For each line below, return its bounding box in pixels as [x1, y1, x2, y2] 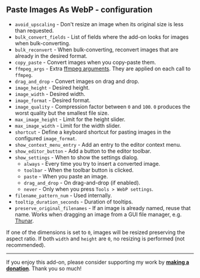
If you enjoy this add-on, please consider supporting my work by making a [6, 258, 189, 265]
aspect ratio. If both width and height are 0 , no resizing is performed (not [6, 235, 185, 242]
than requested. [14, 27, 54, 34]
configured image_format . [14, 134, 77, 142]
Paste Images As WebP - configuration [6, 5, 153, 15]
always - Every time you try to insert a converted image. [23, 160, 161, 167]
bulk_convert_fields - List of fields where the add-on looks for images [14, 33, 189, 41]
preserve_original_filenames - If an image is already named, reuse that [14, 204, 191, 211]
